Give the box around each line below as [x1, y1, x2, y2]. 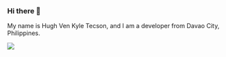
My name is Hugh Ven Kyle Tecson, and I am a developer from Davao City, [7, 22, 220, 30]
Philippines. [7, 29, 40, 37]
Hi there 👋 [7, 6, 42, 16]
